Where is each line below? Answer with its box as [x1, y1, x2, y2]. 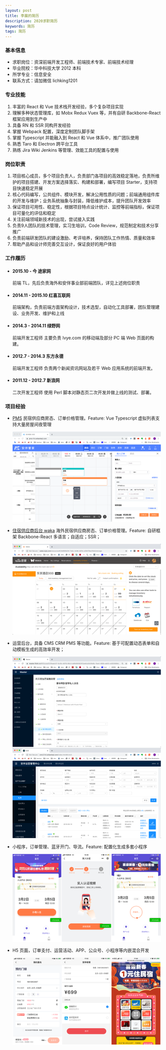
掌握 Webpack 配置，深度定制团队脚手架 [12, 128, 95, 134]
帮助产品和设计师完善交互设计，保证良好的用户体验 [12, 241, 117, 247]
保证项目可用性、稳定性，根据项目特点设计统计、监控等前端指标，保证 [12, 204, 156, 210]
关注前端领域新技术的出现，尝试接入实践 [12, 216, 95, 222]
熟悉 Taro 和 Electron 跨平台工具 [12, 140, 78, 146]
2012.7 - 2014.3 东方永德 [12, 353, 64, 359]
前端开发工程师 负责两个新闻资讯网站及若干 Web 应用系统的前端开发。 [12, 365, 156, 371]
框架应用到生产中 [12, 116, 47, 122]
